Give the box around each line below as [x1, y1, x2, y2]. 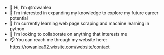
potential [9, 15, 28, 21]
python [9, 26, 25, 32]
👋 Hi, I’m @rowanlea [9, 5, 51, 10]
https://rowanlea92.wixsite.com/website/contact [9, 44, 110, 50]
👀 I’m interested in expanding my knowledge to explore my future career [9, 10, 159, 16]
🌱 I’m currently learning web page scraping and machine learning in [9, 20, 150, 26]
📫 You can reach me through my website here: [9, 37, 107, 42]
